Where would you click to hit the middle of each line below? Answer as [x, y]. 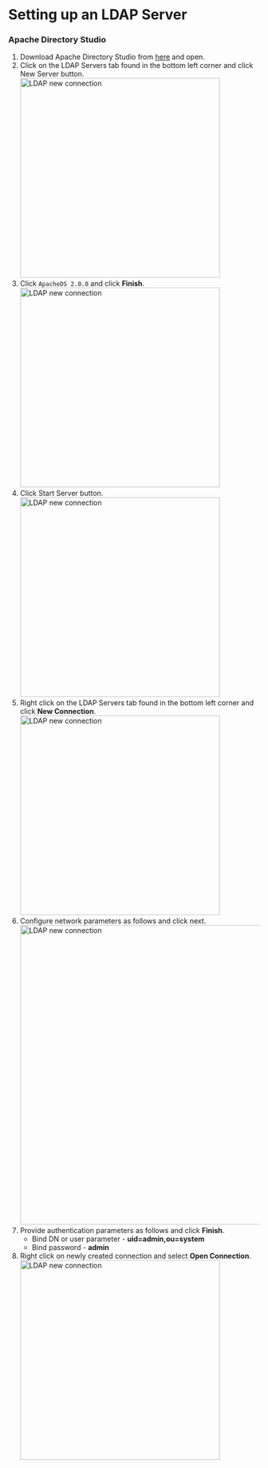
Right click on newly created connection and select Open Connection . [135, 1256]
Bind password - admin [71, 1248]
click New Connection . [58, 712]
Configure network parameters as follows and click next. [113, 921]
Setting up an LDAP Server [98, 15]
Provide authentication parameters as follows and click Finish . [122, 1231]
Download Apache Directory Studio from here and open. [112, 57]
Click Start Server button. [61, 494]
